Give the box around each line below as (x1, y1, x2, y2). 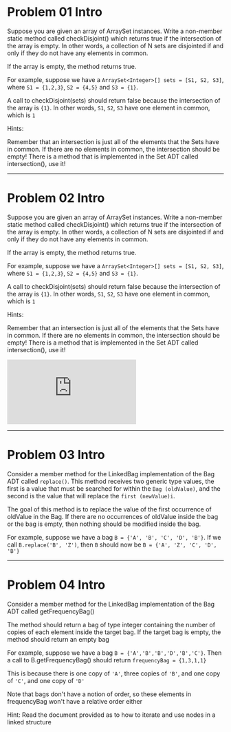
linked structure (7, 718, 52, 726)
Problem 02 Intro (7, 190, 105, 206)
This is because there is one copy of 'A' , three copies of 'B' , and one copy (7, 669, 221, 678)
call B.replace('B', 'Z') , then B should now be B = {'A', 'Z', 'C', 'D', (7, 540, 217, 549)
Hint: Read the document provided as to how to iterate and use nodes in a (7, 711, 216, 719)
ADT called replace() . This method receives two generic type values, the (7, 477, 214, 485)
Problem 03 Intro (7, 447, 105, 462)
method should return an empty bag (7, 635, 110, 643)
